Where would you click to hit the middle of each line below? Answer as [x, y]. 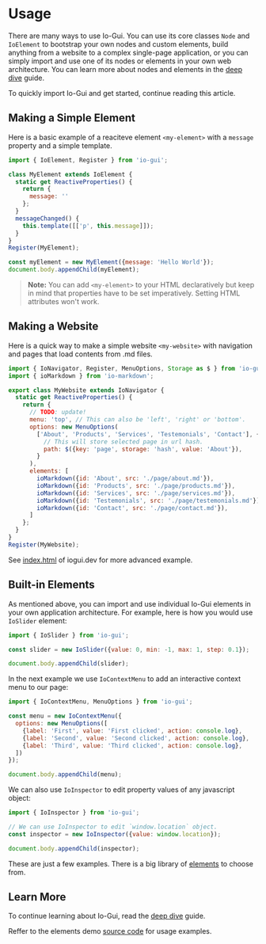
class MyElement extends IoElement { [70, 174]
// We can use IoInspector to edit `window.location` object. [113, 827]
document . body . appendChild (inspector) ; [74, 848]
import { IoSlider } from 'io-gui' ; [68, 635]
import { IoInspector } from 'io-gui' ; [74, 813]
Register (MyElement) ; [44, 248]
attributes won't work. [63, 301]
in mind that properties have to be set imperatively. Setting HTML [134, 293]
